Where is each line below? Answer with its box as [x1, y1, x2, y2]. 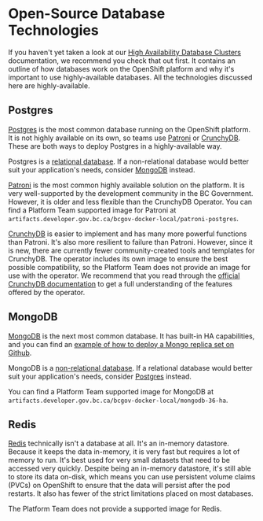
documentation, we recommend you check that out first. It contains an [8, 56, 236, 65]
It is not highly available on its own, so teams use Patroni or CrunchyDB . [8, 133, 241, 142]
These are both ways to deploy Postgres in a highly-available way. [8, 141, 222, 150]
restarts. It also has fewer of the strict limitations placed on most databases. [8, 489, 254, 498]
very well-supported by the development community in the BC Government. [8, 188, 254, 198]
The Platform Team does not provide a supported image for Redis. [8, 504, 222, 514]
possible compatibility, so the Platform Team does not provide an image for [8, 262, 251, 272]
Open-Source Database [8, 5, 166, 23]
